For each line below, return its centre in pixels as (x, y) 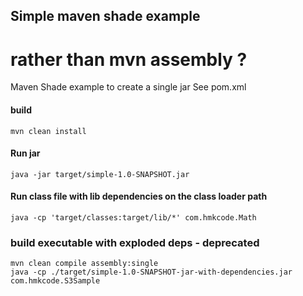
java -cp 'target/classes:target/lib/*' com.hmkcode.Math (133, 217)
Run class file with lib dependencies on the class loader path (139, 196)
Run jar (25, 153)
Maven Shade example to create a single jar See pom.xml (128, 87)
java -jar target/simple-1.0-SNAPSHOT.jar (100, 174)
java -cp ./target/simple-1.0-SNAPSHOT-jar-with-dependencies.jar (151, 272)
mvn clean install (48, 131)
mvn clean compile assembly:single (84, 264)
